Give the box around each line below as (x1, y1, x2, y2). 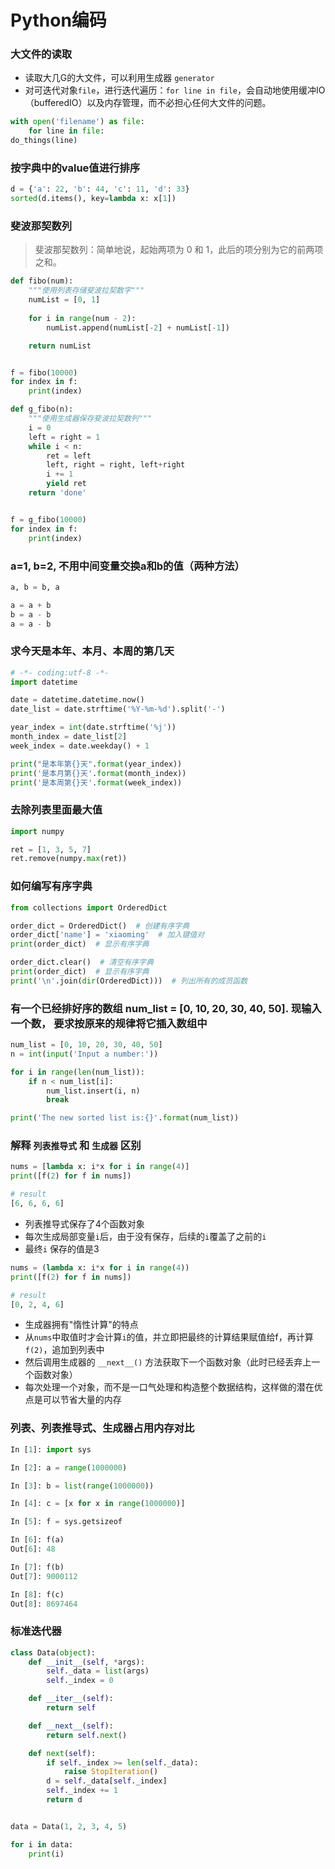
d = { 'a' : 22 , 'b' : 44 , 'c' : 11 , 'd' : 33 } (10, 184, 190, 195)
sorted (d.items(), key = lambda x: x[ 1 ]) (10, 194, 177, 204)
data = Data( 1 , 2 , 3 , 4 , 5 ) (10, 1821, 128, 1831)
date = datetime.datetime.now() (10, 695, 145, 705)
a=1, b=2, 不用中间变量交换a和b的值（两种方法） (10, 559, 245, 573)
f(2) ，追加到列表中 (24, 1344, 105, 1356)
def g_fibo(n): (10, 404, 74, 415)
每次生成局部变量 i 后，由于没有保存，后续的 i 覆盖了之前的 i (24, 1230, 267, 1242)
